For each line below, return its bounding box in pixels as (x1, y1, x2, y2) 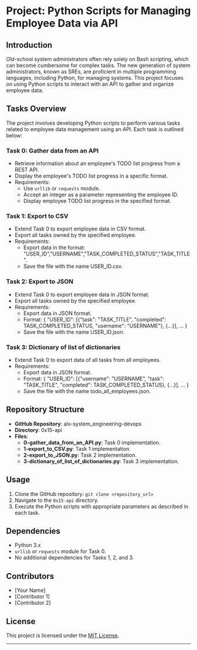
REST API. (14, 166, 39, 173)
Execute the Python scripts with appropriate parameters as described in (14, 502, 189, 510)
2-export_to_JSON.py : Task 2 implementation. (23, 451, 137, 458)
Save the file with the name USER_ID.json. (23, 328, 125, 336)
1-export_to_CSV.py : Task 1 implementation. (23, 445, 131, 452)
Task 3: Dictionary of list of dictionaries (6, 343, 121, 351)
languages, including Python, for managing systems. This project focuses (6, 75, 184, 81)
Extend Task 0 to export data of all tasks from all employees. (14, 357, 161, 363)
